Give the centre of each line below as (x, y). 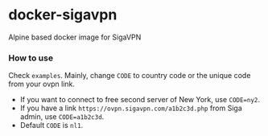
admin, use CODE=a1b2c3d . (62, 117)
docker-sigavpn (63, 15)
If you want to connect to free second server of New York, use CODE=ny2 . (140, 100)
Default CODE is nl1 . (52, 126)
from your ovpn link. (41, 84)
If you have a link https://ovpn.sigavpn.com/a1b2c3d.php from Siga (131, 108)
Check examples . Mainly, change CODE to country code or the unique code (130, 76)
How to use (31, 58)
